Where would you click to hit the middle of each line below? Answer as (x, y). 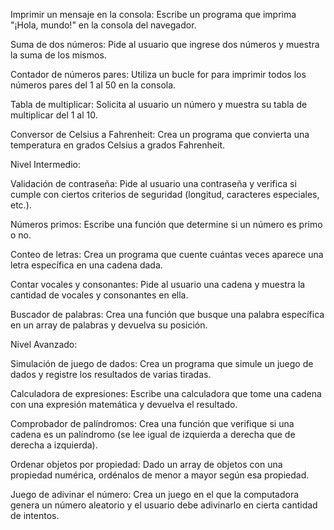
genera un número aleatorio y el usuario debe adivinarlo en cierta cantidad (164, 505)
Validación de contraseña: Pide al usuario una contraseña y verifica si (153, 183)
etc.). (21, 205)
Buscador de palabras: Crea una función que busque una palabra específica (167, 314)
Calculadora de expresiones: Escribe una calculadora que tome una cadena (166, 393)
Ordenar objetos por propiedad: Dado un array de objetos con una (146, 464)
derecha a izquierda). (54, 445)
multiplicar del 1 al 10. (54, 115)
